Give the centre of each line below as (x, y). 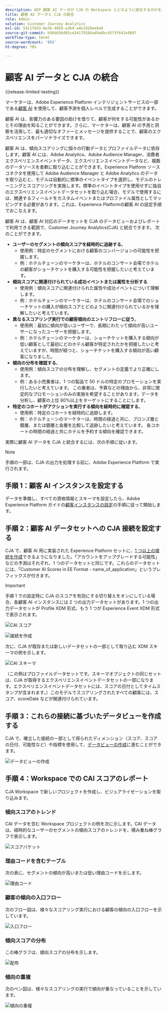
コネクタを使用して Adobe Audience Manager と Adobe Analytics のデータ (82, 173)
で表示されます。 (22, 615)
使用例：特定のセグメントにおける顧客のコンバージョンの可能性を (87, 251)
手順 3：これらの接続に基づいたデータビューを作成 (83, 716)
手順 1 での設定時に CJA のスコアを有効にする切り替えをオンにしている (78, 596)
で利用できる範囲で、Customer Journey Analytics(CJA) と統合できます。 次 (83, 227)
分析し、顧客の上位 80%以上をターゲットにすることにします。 (84, 400)
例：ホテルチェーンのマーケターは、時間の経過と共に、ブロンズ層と (89, 419)
